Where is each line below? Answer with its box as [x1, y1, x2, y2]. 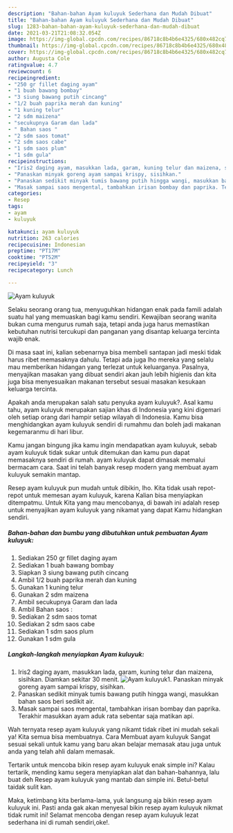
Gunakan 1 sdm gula [17, 634, 76, 643]
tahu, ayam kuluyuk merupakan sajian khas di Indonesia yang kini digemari [8, 405, 221, 413]
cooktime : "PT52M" [8, 254, 61, 261]
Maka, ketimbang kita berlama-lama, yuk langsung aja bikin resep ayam [8, 796, 212, 804]
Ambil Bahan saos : [17, 605, 73, 613]
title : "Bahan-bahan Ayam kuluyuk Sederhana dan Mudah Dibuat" [8, 17, 194, 24]
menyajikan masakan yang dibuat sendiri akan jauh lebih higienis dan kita [8, 370, 217, 378]
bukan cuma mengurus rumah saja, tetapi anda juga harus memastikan [8, 319, 210, 328]
